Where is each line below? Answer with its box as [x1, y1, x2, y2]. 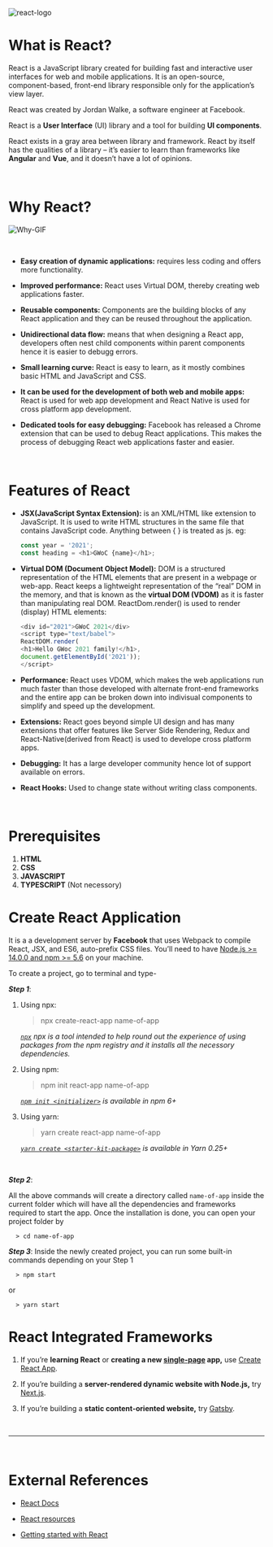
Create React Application [8, 908, 181, 926]
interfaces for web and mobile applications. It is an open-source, [8, 72, 225, 81]
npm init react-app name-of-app [40, 1080, 149, 1090]
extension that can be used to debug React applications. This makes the [19, 428, 262, 438]
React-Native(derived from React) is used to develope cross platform [19, 734, 252, 743]
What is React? [8, 37, 112, 54]
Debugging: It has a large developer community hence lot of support [19, 758, 252, 768]
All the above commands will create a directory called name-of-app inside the [8, 1190, 265, 1200]
